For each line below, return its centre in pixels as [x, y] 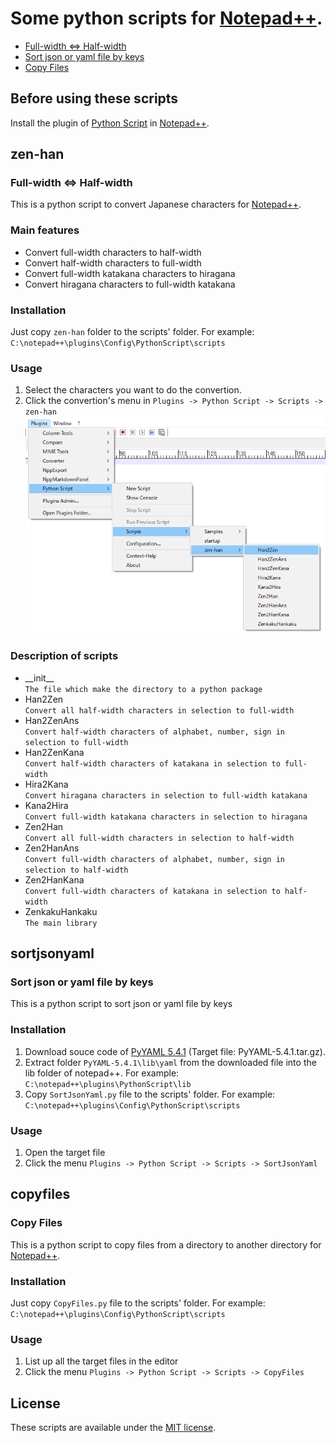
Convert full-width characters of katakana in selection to [152, 891]
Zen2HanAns [52, 848]
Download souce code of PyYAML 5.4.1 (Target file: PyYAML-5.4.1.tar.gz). [175, 1051]
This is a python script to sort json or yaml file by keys [121, 1004]
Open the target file [65, 1152]
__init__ [39, 678]
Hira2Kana [46, 784]
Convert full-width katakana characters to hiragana [130, 273]
